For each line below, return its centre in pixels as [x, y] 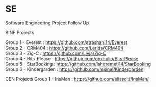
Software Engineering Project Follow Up [47, 23]
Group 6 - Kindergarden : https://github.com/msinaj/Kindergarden [74, 69]
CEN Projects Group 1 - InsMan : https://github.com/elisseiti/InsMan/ [77, 79]
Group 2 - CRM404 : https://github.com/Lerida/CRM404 [64, 48]
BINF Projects [20, 32]
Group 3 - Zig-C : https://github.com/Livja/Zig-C [56, 53]
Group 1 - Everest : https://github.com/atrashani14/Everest [66, 42]
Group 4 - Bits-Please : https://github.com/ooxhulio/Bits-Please [72, 58]
